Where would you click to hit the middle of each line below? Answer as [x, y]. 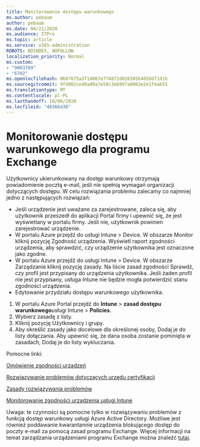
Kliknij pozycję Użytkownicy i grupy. [59, 323]
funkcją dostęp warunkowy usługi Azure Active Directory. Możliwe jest [93, 419]
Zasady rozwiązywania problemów [49, 389]
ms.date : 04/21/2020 [32, 29]
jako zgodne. [31, 254]
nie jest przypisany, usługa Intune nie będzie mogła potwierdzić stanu [101, 279]
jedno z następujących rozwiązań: [48, 198]
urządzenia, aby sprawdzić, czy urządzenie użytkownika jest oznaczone [104, 248]
